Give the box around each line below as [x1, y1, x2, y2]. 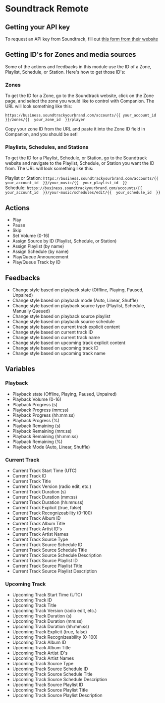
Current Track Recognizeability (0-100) [12, 510, 93, 516]
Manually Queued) [12, 308, 51, 314]
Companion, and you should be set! [5, 131, 78, 137]
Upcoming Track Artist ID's [12, 650, 68, 656]
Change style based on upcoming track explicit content [12, 340, 125, 346]
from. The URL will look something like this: [5, 165, 94, 172]
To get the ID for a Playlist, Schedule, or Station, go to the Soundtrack [5, 155, 147, 161]
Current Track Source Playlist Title [12, 563, 83, 569]
